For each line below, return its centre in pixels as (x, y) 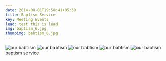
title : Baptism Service (31, 15)
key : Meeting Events (27, 19)
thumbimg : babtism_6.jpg (32, 33)
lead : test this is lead (32, 24)
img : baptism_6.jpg (26, 29)
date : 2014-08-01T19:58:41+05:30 (41, 10)
